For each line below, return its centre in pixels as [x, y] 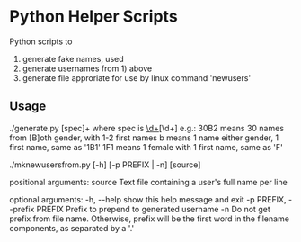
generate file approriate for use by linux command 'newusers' [137, 77]
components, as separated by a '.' [72, 228]
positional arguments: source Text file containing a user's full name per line [148, 182]
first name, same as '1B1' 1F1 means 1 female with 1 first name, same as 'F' [146, 147]
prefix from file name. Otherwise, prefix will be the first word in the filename [150, 219]
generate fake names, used [73, 58]
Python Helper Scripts [93, 17]
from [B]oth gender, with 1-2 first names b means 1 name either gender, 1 [144, 138]
